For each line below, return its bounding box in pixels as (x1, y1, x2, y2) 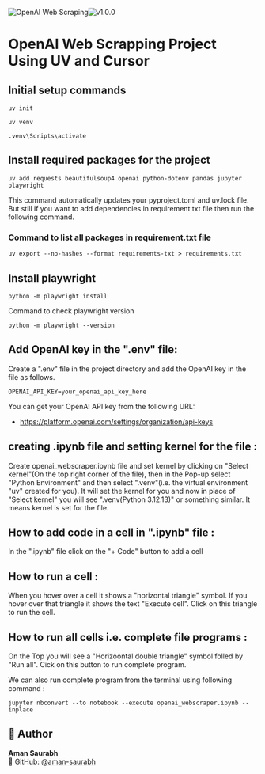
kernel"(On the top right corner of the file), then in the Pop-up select (8, 469, 231, 479)
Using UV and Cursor (8, 52, 150, 70)
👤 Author (8, 727, 53, 741)
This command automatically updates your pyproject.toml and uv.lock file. (8, 195, 249, 205)
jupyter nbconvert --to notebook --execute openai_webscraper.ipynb (8, 699, 239, 707)
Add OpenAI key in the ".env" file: (8, 343, 178, 356)
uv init (8, 104, 34, 112)
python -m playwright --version (8, 321, 115, 329)
